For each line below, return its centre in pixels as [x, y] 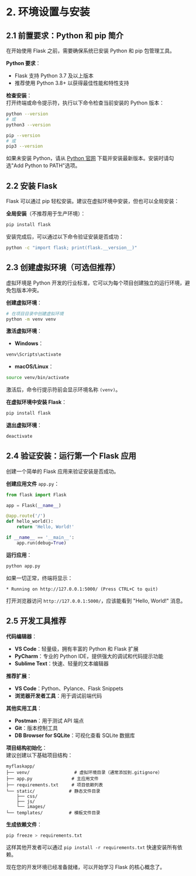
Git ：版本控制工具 [36, 728]
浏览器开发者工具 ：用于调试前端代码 [58, 695]
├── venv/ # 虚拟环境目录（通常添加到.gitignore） [84, 772]
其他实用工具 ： [24, 708]
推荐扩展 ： [19, 676]
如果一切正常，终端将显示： [39, 578]
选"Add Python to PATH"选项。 [43, 165]
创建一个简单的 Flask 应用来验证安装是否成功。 [63, 471]
